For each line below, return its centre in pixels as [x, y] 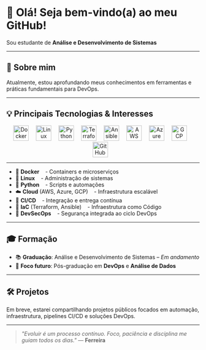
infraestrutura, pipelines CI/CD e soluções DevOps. [71, 316]
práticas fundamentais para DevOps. [53, 89]
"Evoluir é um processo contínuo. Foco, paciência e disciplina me [104, 334]
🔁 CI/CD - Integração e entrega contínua [69, 200]
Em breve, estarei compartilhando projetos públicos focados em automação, [103, 310]
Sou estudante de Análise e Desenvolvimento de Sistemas [82, 42]
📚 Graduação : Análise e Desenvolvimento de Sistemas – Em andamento [107, 257]
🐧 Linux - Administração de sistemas [64, 178]
